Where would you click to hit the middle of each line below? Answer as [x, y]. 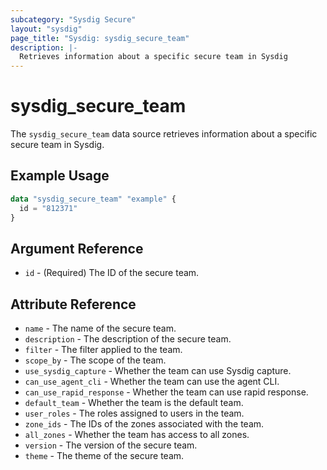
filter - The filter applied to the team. [103, 350]
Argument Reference [77, 248]
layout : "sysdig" [46, 29]
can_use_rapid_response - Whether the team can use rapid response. [166, 392]
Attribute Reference [73, 304]
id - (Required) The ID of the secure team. [112, 273]
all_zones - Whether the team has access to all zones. [137, 435]
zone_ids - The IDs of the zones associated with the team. [144, 424]
